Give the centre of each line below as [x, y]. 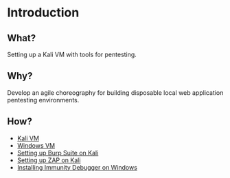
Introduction [43, 13]
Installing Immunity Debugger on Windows [77, 167]
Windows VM [36, 145]
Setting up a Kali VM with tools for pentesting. [72, 54]
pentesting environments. [43, 100]
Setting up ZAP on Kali [49, 160]
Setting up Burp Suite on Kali [58, 153]
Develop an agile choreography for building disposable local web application [115, 92]
